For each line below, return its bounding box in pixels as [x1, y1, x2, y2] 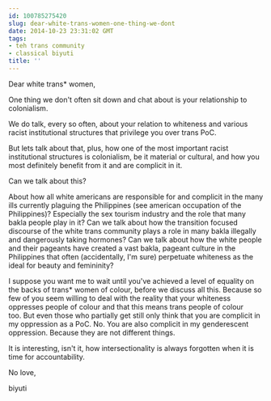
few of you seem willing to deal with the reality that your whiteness [8, 293, 231, 303]
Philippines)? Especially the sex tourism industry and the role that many [8, 209, 247, 218]
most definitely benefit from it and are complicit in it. [8, 160, 183, 170]
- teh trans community [8, 42, 85, 50]
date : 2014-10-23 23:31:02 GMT [8, 27, 114, 35]
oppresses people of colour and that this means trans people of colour [8, 302, 244, 311]
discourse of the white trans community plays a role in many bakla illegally [8, 226, 256, 235]
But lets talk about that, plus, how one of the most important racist [8, 143, 229, 153]
